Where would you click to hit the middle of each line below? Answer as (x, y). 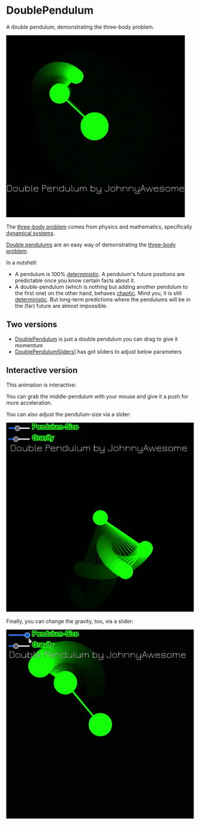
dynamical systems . (31, 233)
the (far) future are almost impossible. (61, 305)
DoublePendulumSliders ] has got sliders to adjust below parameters (98, 351)
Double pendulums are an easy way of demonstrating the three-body (91, 245)
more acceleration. (29, 403)
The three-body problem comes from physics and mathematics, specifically (99, 227)
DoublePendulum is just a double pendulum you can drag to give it (96, 339)
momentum (29, 345)
